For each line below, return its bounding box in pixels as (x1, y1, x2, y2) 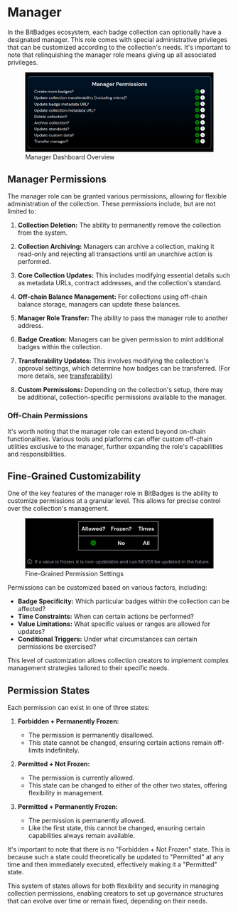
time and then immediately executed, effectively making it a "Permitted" (7, 860, 218, 869)
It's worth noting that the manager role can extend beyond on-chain (7, 427, 206, 435)
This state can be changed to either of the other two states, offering (28, 780, 227, 790)
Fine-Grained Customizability (7, 470, 141, 482)
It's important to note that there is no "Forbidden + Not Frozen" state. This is (7, 844, 231, 854)
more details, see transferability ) (17, 371, 113, 381)
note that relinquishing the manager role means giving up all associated (7, 51, 217, 59)
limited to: (7, 207, 37, 216)
